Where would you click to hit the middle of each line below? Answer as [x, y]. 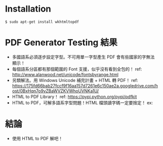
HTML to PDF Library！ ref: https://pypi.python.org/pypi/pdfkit [74, 97]
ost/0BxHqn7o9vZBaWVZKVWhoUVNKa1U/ [55, 91]
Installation [28, 9]
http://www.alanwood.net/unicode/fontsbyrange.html [65, 74]
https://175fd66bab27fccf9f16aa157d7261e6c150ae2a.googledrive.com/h [85, 85]
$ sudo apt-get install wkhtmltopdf [42, 22]
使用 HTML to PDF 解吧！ [37, 138]
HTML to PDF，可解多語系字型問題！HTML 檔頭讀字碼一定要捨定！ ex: [82, 102]
